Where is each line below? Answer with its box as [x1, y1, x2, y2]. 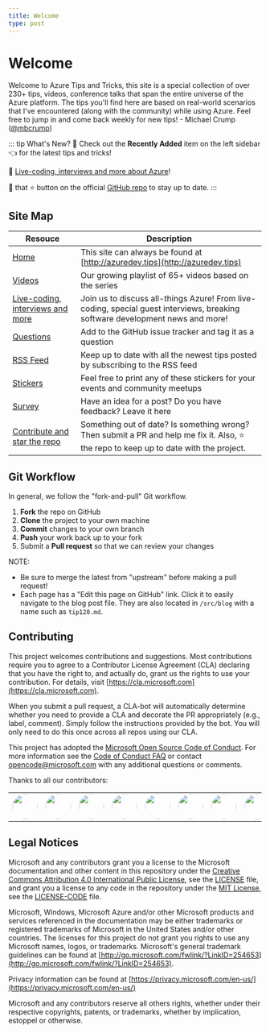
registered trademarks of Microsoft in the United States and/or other [8, 924, 235, 934]
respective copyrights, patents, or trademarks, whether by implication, [8, 1006, 241, 1016]
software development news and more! [80, 313, 228, 325]
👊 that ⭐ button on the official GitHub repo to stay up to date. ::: [8, 183, 218, 193]
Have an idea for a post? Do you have [80, 396, 222, 407]
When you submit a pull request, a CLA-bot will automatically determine [8, 701, 246, 711]
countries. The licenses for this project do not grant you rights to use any [8, 932, 250, 943]
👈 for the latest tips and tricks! [8, 148, 112, 158]
